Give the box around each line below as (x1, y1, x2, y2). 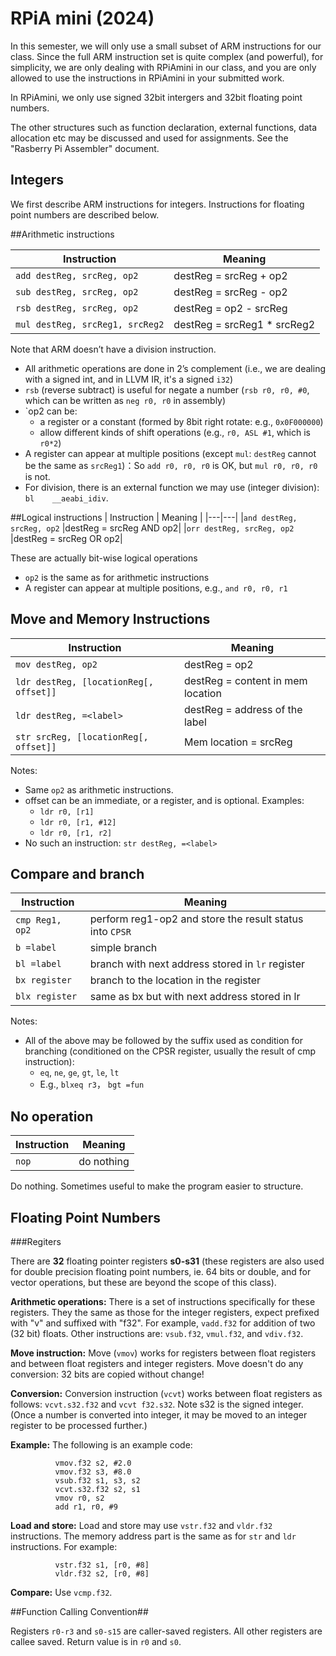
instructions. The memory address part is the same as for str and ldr (10, 1530, 297, 1542)
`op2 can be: (24, 405, 78, 417)
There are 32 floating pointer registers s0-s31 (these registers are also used (10, 1255, 325, 1267)
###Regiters (10, 1236, 62, 1247)
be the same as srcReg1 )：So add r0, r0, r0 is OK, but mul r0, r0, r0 (24, 459, 318, 471)
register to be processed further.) (10, 1420, 148, 1431)
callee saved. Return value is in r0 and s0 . (10, 1636, 182, 1647)
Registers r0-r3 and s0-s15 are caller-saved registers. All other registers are (10, 1625, 323, 1637)
